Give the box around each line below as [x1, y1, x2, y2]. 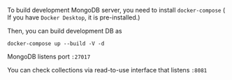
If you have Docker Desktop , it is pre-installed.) [7, 13, 140, 22]
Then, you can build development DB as [7, 27, 122, 35]
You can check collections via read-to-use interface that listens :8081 [7, 66, 208, 74]
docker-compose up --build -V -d [7, 40, 105, 47]
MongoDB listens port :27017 [7, 52, 91, 61]
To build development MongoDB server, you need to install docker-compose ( [7, 6, 226, 14]
